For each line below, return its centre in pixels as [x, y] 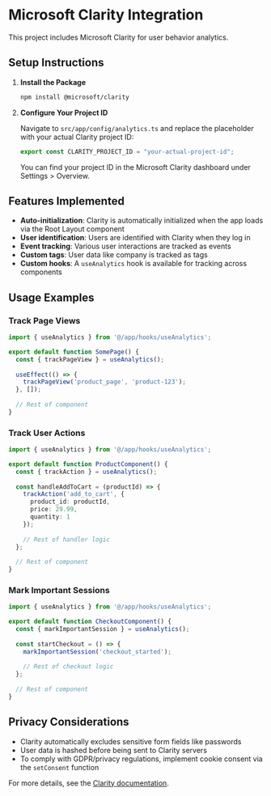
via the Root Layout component [72, 229]
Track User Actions [47, 433]
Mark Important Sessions [59, 590]
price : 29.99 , [54, 510]
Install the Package [53, 82]
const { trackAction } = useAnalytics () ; [87, 472]
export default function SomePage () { [74, 352]
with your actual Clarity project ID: [77, 137]
